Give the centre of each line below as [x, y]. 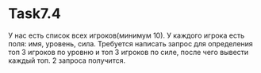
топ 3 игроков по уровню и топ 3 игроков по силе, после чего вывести [129, 52]
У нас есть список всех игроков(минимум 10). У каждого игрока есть [126, 35]
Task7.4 [35, 14]
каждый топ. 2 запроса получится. [67, 60]
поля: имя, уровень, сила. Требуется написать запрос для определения [131, 43]
